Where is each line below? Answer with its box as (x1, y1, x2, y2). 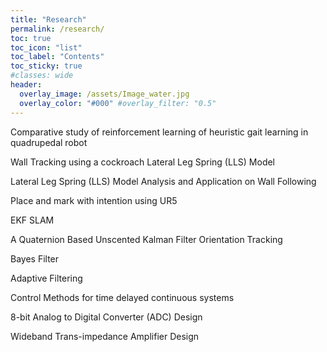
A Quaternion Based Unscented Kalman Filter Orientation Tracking (10, 233, 283, 245)
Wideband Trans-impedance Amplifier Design (10, 330, 200, 342)
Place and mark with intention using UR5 (10, 194, 178, 206)
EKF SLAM (10, 214, 55, 226)
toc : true (10, 33, 52, 43)
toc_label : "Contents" (10, 52, 105, 62)
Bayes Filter (10, 252, 60, 265)
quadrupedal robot (10, 136, 88, 148)
